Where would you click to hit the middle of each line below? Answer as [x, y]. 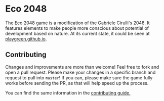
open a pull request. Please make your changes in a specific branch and [80, 72]
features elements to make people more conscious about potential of [77, 28]
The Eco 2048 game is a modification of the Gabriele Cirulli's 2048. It [78, 23]
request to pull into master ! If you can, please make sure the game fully [79, 78]
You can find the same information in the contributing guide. [68, 93]
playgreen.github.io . [26, 39]
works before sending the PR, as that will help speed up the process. [77, 83]
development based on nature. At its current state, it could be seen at [77, 33]
